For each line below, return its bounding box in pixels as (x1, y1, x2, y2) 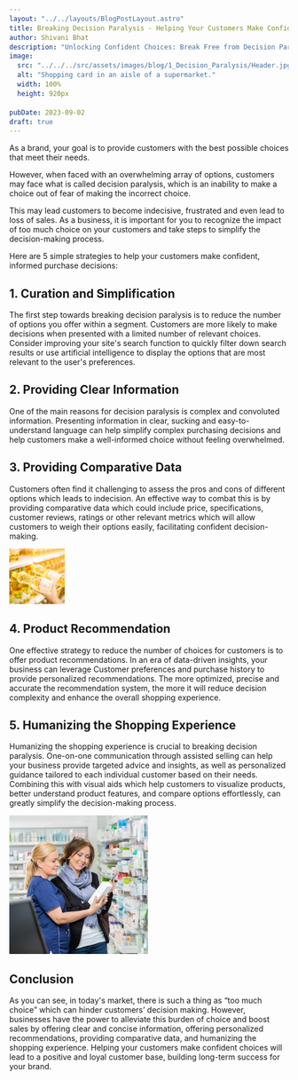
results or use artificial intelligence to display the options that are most (9, 347, 266, 359)
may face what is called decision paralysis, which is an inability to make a (9, 178, 278, 190)
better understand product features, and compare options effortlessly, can (9, 788, 281, 799)
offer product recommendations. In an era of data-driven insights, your (9, 654, 268, 665)
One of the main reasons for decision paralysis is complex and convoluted (9, 406, 280, 416)
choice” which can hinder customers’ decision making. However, (9, 1005, 246, 1015)
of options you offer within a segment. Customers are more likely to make (9, 319, 278, 330)
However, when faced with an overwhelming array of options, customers (9, 169, 275, 180)
